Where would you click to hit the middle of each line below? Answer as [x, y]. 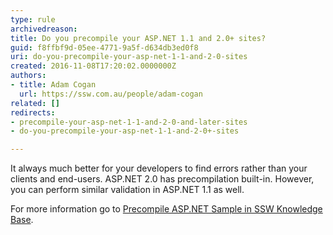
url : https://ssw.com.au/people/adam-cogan [111, 94]
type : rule [33, 19]
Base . [22, 220]
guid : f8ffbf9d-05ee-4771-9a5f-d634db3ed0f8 [104, 47]
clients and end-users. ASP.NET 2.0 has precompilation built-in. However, [162, 179]
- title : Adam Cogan [53, 85]
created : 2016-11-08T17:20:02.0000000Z [93, 66]
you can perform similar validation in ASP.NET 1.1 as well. [127, 190]
